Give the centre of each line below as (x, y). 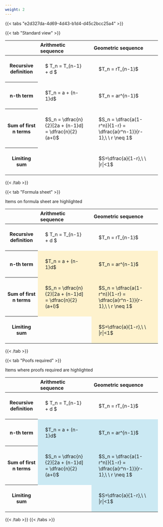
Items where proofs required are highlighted (49, 370)
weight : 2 (15, 9)
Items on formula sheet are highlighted (44, 201)
